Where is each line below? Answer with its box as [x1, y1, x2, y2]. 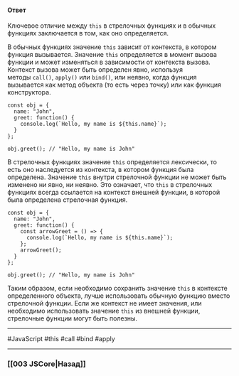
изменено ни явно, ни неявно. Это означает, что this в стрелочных [7, 181, 213, 189]
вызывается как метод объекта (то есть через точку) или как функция [7, 80, 222, 89]
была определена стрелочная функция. [7, 195, 128, 204]
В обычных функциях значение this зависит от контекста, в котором [7, 43, 217, 51]
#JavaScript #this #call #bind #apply [7, 335, 115, 343]
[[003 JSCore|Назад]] [7, 359, 87, 369]
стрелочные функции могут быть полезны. [7, 314, 137, 323]
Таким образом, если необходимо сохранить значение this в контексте [7, 284, 228, 293]
